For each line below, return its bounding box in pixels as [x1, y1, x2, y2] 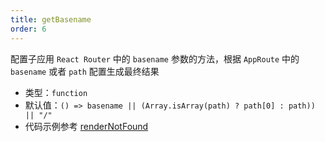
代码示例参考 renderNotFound [24, 120, 149, 132]
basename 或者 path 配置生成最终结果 [10, 65, 160, 77]
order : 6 [10, 24, 47, 34]
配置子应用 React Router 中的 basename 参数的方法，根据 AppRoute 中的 [10, 52, 300, 65]
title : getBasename [10, 14, 92, 25]
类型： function [24, 86, 88, 98]
